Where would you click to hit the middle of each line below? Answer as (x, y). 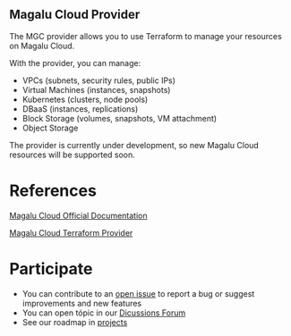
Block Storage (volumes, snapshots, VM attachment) (120, 118)
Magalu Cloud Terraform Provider (71, 232)
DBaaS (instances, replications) (80, 109)
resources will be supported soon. (73, 155)
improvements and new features (82, 303)
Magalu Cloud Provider (75, 15)
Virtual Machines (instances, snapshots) (96, 89)
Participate (51, 269)
